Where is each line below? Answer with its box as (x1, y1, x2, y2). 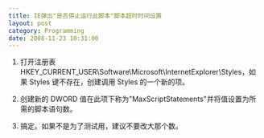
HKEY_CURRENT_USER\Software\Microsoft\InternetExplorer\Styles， (19, 67, 250, 77)
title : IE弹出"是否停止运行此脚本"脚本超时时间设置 (8, 11, 163, 20)
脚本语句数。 (34, 104, 77, 114)
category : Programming (8, 26, 85, 34)
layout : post (8, 19, 52, 27)
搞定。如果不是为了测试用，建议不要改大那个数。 (19, 121, 183, 131)
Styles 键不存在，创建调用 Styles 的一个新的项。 (29, 77, 189, 87)
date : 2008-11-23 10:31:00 (8, 34, 99, 43)
